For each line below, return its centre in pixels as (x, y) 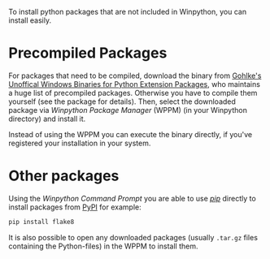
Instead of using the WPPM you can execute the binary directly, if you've (131, 134)
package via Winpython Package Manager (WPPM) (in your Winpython (128, 110)
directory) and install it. (47, 119)
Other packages (64, 176)
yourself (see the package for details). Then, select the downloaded (122, 101)
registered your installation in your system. (80, 143)
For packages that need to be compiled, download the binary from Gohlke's (135, 76)
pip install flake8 (41, 222)
